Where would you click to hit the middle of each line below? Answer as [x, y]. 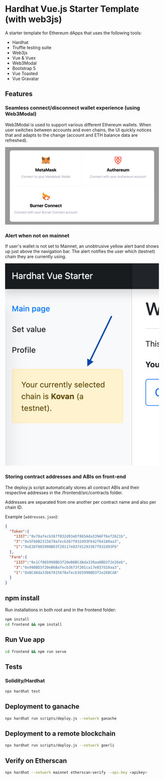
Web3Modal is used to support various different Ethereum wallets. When [78, 124]
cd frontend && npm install [34, 624]
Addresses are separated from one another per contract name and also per [81, 502]
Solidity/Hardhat [25, 680]
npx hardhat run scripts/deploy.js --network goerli [60, 745]
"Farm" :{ [18, 557]
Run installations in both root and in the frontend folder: [61, 610]
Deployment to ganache [42, 707]
